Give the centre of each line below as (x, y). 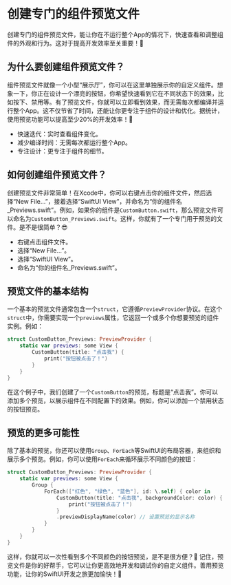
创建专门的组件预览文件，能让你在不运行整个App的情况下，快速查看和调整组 (115, 34)
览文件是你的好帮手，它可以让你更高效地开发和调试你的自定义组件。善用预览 (115, 565)
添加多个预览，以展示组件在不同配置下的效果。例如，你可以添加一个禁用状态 (115, 401)
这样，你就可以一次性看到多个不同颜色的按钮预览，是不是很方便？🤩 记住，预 (115, 556)
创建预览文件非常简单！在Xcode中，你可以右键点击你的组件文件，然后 (107, 193)
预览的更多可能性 (43, 433)
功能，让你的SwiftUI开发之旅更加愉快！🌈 (65, 574)
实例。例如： (25, 326)
